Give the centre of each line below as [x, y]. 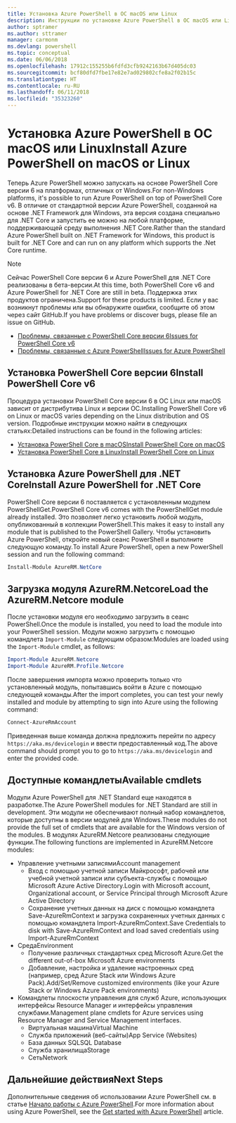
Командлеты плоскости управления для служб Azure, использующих [122, 997]
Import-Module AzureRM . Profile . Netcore [66, 666]
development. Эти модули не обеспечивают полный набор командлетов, [117, 812]
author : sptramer [33, 27]
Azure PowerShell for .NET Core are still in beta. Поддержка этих [103, 292]
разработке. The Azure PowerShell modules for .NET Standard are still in [112, 804]
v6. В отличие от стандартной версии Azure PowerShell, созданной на [112, 205]
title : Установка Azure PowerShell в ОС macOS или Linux [92, 14]
